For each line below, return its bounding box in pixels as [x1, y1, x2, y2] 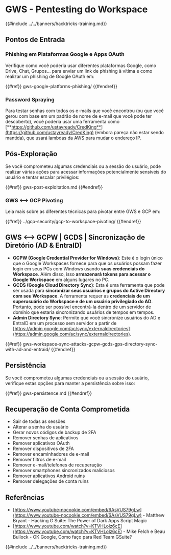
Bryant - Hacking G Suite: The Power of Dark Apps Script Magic [12, 518, 148, 524]
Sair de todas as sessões [12, 418, 65, 424]
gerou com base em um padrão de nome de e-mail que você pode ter [5, 113, 152, 119]
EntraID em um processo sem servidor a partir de [12, 320, 117, 326]
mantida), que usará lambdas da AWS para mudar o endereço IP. [5, 135, 142, 141]
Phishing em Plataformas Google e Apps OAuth [5, 51, 125, 58]
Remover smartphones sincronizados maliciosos [12, 467, 115, 474]
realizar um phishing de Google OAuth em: [5, 73, 94, 79]
